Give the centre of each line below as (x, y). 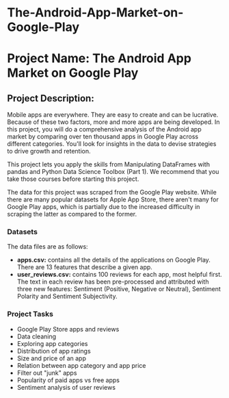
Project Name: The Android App (99, 59)
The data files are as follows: (48, 247)
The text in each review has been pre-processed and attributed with (113, 282)
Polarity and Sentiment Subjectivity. (67, 297)
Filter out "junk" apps (47, 373)
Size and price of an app (52, 358)
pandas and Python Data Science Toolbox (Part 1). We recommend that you (113, 172)
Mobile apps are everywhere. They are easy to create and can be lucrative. (113, 115)
